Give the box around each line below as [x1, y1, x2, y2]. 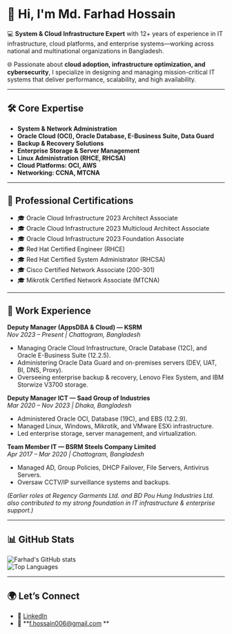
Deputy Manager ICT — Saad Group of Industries [7, 394, 151, 403]
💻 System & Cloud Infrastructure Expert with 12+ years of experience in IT [7, 29, 223, 37]
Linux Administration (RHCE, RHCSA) [17, 153, 126, 162]
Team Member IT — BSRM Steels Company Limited [7, 443, 157, 451]
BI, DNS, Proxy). [17, 366, 64, 374]
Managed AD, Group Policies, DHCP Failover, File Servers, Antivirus [17, 463, 209, 472]
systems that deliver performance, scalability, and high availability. [7, 75, 197, 84]
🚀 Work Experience [7, 305, 91, 316]
